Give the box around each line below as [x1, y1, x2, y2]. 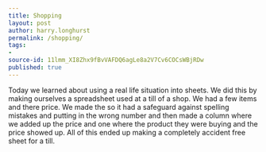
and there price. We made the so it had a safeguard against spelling [8, 102, 229, 111]
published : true [8, 64, 62, 72]
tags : [8, 41, 26, 49]
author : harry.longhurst [8, 26, 91, 34]
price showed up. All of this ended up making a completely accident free [8, 127, 246, 137]
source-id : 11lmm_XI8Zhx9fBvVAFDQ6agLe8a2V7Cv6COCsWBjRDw [8, 57, 204, 64]
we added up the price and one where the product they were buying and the [8, 119, 258, 128]
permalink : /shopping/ [8, 33, 83, 42]
